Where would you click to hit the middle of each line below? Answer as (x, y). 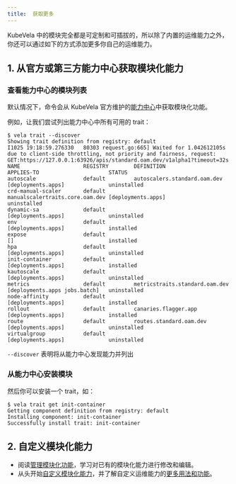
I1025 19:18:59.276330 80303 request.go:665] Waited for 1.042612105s (117, 148)
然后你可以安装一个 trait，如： (51, 391)
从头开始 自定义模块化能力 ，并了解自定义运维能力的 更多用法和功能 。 (117, 474)
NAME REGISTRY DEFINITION (87, 167)
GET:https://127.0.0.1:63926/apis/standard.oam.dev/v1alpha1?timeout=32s (118, 160)
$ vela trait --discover (44, 135)
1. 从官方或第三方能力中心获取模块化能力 (95, 68)
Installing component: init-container (64, 417)
